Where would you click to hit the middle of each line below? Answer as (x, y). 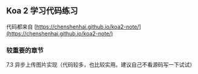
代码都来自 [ (21, 27)
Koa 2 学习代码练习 (42, 11)
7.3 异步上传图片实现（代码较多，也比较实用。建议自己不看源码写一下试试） (101, 65)
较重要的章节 (25, 50)
